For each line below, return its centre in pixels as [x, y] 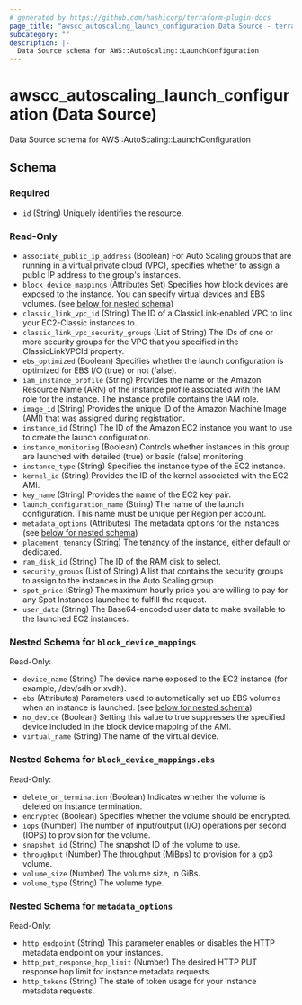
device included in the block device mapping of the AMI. [127, 727]
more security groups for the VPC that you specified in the [130, 342]
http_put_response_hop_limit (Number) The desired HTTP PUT [140, 962]
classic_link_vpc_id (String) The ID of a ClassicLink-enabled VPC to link [157, 313]
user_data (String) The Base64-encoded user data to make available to [154, 609]
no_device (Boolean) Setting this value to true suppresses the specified [154, 717]
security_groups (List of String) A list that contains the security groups [153, 571]
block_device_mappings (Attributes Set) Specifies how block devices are [155, 285]
